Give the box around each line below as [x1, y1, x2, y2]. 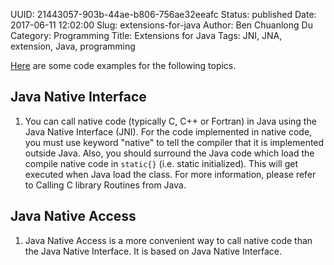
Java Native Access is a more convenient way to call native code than [24, 234, 313, 246]
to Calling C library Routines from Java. [24, 179, 187, 191]
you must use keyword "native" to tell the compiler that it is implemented [24, 136, 325, 148]
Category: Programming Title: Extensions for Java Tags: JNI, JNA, [10, 30, 283, 41]
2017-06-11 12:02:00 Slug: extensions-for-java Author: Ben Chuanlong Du [10, 19, 313, 31]
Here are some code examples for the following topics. [10, 60, 237, 71]
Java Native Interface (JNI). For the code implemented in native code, [24, 125, 313, 138]
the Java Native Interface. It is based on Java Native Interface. [24, 245, 283, 257]
